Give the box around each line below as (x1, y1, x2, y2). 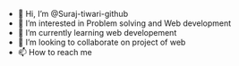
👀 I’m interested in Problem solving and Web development (17, 18, 232, 29)
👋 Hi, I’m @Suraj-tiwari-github (17, 9, 128, 19)
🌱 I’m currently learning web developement (17, 28, 177, 37)
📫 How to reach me (17, 47, 92, 57)
